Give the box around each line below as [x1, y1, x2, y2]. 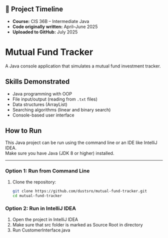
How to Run [5, 126, 42, 135]
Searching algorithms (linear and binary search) [12, 106, 111, 112]
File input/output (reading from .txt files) [12, 96, 97, 102]
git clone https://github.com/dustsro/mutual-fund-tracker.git [12, 188, 147, 193]
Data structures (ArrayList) [12, 101, 67, 107]
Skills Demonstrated [5, 77, 70, 86]
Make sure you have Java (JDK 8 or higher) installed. [5, 150, 114, 156]
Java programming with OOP [12, 90, 72, 96]
